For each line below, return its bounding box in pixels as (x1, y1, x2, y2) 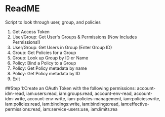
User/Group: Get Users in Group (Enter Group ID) (12, 44, 112, 50)
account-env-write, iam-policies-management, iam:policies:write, (27, 95, 161, 101)
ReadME (5, 3, 40, 14)
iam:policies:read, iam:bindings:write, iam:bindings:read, (5, 101, 120, 107)
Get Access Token (12, 29, 50, 34)
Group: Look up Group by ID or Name (12, 55, 88, 60)
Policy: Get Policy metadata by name (12, 65, 87, 71)
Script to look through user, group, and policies (5, 19, 101, 25)
